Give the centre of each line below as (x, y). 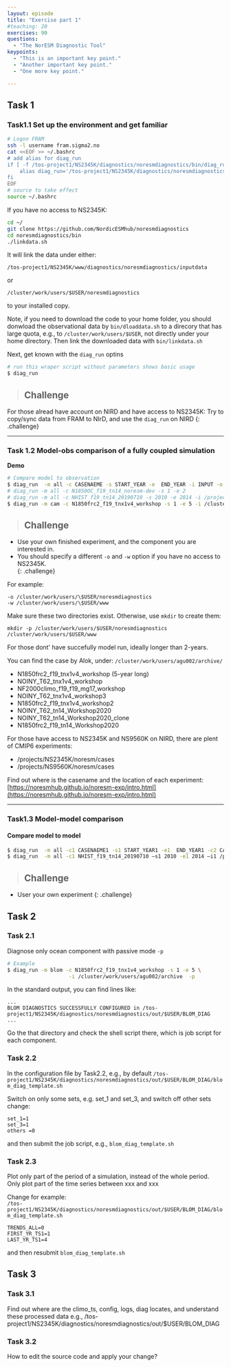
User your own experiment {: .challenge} (75, 895)
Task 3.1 (21, 1294)
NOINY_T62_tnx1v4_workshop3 (62, 696)
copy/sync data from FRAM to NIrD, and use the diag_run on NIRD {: (104, 419)
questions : (23, 39)
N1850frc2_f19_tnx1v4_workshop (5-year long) (83, 674)
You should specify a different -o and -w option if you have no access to (119, 556)
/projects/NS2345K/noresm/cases (66, 760)
